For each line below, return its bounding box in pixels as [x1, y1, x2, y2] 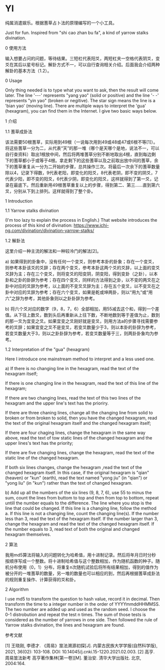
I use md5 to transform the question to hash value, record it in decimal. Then [5, 596, 160, 602]
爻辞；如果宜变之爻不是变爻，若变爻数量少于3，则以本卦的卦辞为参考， [13, 324, 159, 330]
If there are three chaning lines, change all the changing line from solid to [5, 409, 153, 415]
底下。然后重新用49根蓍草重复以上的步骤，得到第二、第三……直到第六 [18, 182, 160, 188]
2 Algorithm [5, 586, 29, 592]
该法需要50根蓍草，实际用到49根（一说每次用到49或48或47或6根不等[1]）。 [5, 139, 158, 145]
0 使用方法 [5, 45, 27, 51]
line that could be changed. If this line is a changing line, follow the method [5, 505, 157, 511]
